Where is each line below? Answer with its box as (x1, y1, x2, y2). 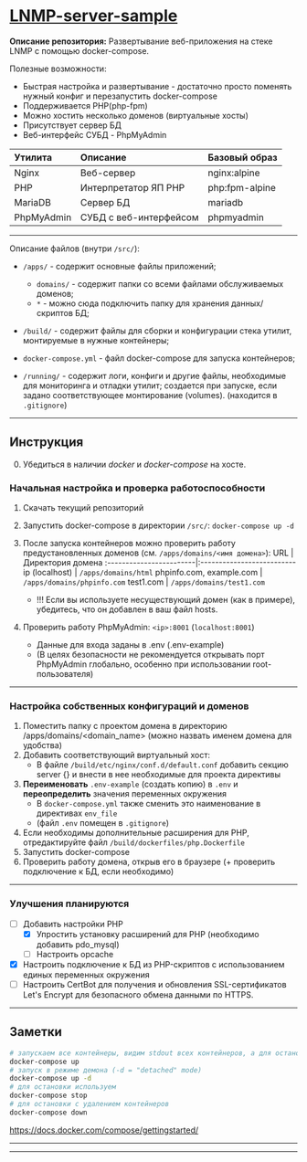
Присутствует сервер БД (22, 120, 122, 131)
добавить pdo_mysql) (36, 938, 121, 950)
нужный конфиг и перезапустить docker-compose (22, 90, 217, 101)
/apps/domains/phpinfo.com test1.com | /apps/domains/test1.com (22, 576, 265, 587)
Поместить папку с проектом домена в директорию (22, 721, 228, 732)
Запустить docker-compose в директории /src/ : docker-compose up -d (22, 520, 294, 531)
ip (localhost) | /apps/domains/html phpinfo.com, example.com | (22, 567, 263, 578)
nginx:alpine (207, 166, 260, 179)
